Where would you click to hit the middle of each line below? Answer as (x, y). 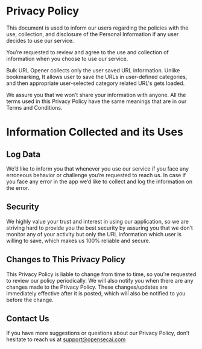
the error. (18, 187)
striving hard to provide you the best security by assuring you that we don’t (99, 228)
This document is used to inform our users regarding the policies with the (97, 28)
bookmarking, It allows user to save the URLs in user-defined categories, (97, 77)
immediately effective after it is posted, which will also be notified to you (96, 293)
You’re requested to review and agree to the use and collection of (87, 52)
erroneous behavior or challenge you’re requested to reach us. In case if (96, 175)
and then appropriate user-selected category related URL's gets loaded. (96, 83)
